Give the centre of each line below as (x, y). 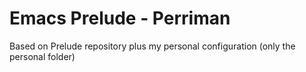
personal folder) (42, 56)
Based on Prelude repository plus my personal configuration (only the (152, 46)
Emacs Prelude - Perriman (120, 18)
